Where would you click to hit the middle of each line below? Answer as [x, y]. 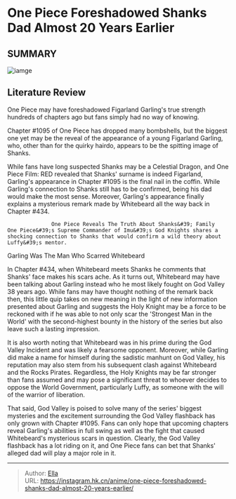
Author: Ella [41, 473]
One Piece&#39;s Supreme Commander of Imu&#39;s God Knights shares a [113, 230]
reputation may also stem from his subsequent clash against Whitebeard [112, 365]
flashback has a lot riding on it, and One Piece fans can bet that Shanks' [112, 445]
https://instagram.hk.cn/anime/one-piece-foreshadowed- [124, 480]
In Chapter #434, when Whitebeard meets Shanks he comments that [106, 269]
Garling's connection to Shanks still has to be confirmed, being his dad [110, 189]
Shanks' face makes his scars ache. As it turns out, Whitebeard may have [113, 277]
